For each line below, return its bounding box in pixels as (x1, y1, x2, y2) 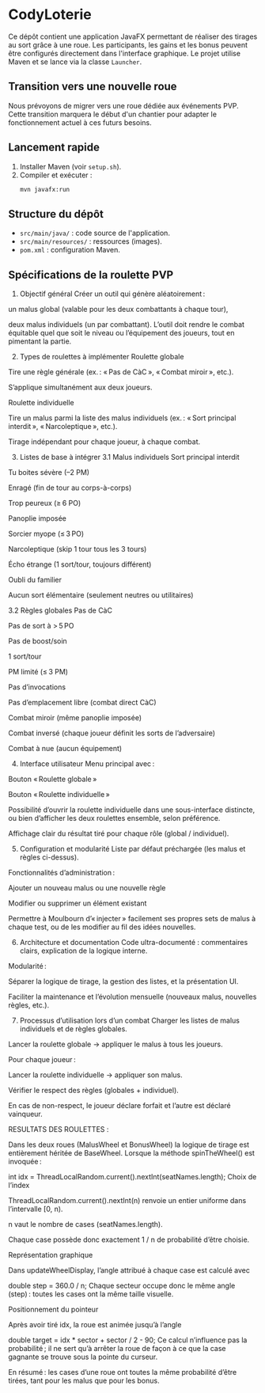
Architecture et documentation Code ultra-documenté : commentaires (19, 938, 248, 947)
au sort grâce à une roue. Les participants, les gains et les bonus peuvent (8, 40, 248, 49)
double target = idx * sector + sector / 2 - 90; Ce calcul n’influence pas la (8, 1335, 248, 1345)
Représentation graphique (8, 1251, 93, 1260)
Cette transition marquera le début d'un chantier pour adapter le (8, 109, 218, 119)
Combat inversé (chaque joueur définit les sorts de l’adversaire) (8, 728, 216, 738)
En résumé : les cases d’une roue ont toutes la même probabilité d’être (8, 1368, 237, 1377)
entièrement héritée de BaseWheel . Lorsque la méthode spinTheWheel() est (8, 1148, 256, 1158)
